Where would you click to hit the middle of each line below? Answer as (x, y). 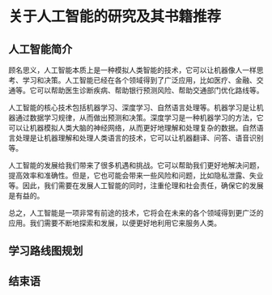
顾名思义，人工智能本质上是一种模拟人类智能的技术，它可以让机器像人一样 (132, 70)
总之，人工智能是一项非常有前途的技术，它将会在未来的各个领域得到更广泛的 (136, 213)
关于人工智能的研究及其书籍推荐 (115, 17)
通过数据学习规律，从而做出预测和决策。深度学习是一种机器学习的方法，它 (139, 118)
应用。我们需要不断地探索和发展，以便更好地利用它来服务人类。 (115, 223)
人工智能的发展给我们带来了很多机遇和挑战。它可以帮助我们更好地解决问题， (136, 165)
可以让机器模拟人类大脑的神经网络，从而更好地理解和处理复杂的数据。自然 (132, 128)
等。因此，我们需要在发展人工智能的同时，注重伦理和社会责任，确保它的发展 (136, 186)
